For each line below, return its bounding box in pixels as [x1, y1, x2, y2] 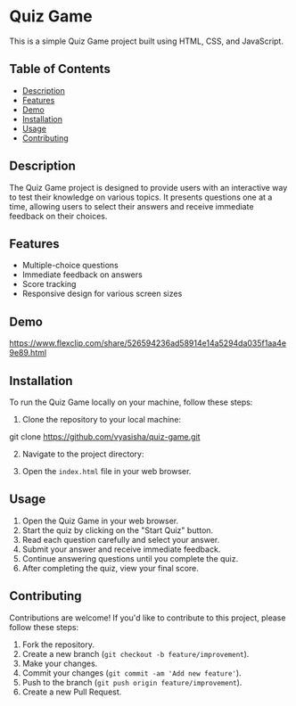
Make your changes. [21, 658, 98, 669]
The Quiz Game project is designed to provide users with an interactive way [9, 182, 288, 193]
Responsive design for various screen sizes [21, 288, 183, 300]
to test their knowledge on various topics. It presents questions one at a [9, 192, 273, 202]
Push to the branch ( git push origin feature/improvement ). [21, 677, 243, 687]
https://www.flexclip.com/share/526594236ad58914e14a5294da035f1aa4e [9, 338, 287, 349]
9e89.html [9, 348, 47, 358]
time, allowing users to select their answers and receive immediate [9, 201, 254, 211]
